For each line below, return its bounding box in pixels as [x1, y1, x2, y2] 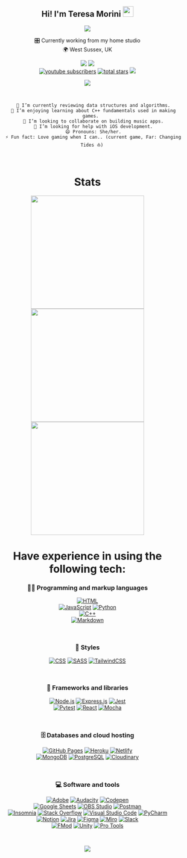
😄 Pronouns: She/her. [65, 129, 122, 135]
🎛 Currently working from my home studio [34, 37, 141, 44]
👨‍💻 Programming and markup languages [27, 583, 148, 592]
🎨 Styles [75, 643, 100, 652]
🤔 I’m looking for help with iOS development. [33, 123, 153, 130]
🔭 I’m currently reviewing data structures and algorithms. [16, 102, 171, 109]
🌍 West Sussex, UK [62, 46, 113, 53]
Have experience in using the [13, 549, 162, 563]
